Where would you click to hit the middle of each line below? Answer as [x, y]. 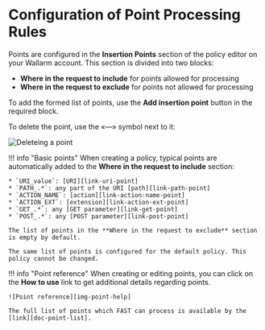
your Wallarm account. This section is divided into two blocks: [111, 63]
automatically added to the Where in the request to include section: [122, 166]
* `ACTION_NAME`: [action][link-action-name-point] [97, 195]
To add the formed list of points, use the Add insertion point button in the [130, 102]
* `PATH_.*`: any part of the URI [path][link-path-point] [110, 188]
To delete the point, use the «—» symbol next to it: [92, 126]
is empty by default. [45, 237]
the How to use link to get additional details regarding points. [110, 282]
